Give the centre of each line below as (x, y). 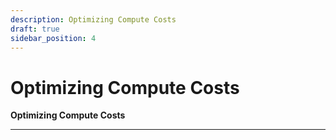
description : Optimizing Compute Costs (93, 19)
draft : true (35, 29)
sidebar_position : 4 (53, 38)
